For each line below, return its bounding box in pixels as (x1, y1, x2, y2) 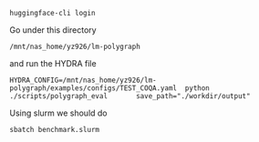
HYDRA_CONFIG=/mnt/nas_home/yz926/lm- (9, 76, 157, 85)
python (184, 84, 210, 93)
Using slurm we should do (9, 107, 108, 118)
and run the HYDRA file (9, 58, 98, 68)
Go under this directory (9, 25, 98, 35)
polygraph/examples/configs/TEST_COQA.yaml (9, 84, 178, 93)
